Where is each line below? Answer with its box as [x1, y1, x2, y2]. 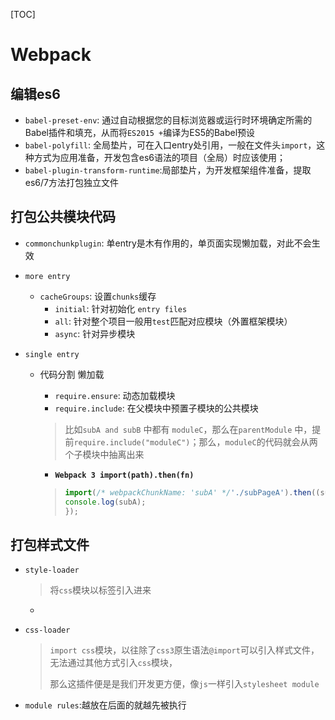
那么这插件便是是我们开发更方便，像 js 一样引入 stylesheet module [49, 678, 320, 690]
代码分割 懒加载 [39, 368, 105, 380]
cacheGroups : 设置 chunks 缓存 [39, 290, 157, 302]
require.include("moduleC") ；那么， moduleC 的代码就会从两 [73, 435, 318, 448]
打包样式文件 [10, 536, 90, 553]
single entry [24, 349, 80, 359]
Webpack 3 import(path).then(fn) [54, 470, 195, 480]
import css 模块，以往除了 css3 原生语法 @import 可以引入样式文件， [49, 644, 320, 656]
